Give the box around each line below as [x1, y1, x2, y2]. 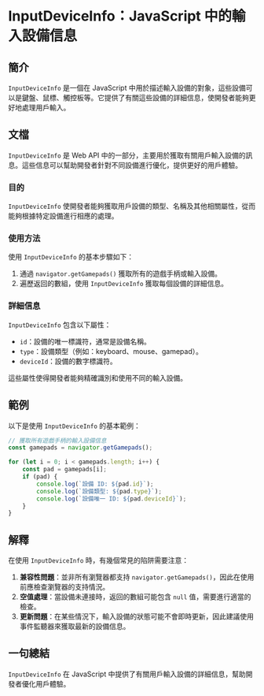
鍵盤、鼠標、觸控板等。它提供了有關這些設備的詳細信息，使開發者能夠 [21, 93, 249, 102]
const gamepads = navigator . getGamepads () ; [8, 444, 153, 452]
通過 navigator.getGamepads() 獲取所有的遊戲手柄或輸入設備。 [19, 269, 222, 278]
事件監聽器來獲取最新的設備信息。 [19, 622, 130, 631]
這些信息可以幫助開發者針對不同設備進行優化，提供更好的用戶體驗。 [21, 160, 242, 169]
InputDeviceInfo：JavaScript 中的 [8, 7, 233, 25]
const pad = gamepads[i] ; [22, 466, 108, 474]
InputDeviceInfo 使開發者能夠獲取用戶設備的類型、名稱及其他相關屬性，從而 [8, 202, 256, 211]
